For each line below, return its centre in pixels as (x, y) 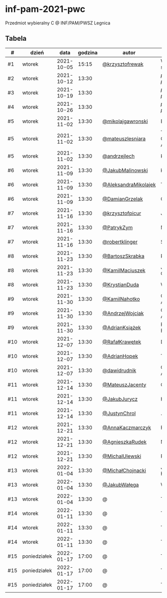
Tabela (16, 39)
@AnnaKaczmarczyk (127, 427)
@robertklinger (120, 242)
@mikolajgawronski (125, 121)
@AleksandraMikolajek (129, 184)
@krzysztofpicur (122, 213)
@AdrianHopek (120, 356)
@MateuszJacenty (125, 385)
